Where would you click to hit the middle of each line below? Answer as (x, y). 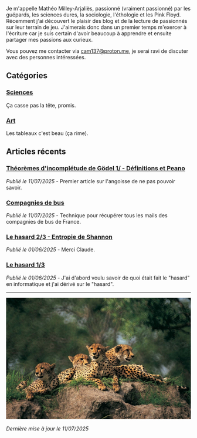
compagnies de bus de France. (43, 221)
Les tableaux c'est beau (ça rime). (47, 133)
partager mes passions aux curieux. (49, 40)
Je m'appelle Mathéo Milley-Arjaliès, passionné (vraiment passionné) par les (98, 9)
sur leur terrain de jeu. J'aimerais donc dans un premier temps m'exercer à (96, 27)
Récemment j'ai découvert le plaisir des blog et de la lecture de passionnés (97, 21)
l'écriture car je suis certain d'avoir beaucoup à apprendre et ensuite (89, 33)
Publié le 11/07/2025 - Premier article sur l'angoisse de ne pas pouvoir (91, 181)
